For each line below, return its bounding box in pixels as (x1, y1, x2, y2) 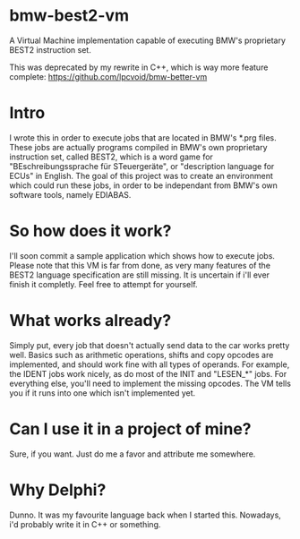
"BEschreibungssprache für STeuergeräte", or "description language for (9, 160, 275, 171)
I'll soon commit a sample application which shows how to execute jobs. (9, 250, 276, 261)
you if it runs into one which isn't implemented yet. (9, 387, 196, 398)
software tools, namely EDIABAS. (9, 189, 132, 200)
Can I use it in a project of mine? (9, 418, 252, 439)
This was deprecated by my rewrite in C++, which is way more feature (9, 62, 269, 73)
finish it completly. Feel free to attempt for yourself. (9, 278, 199, 289)
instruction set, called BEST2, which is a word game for (9, 151, 213, 162)
